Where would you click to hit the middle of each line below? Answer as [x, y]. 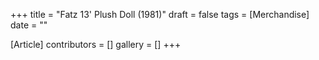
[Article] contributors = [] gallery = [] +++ [96, 44]
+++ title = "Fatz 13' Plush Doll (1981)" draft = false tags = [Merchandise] [160, 14]
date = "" [29, 25]
